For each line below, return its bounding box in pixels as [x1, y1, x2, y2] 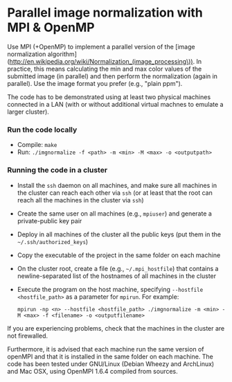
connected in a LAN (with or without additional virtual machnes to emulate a [7, 100, 224, 108]
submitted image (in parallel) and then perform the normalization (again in [7, 71, 218, 80]
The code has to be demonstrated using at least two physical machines [7, 92, 211, 101]
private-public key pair [17, 216, 82, 225]
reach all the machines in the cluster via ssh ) [17, 196, 144, 204]
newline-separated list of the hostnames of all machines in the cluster [17, 272, 217, 280]
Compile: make [17, 141, 57, 149]
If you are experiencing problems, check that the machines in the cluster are [7, 324, 225, 332]
